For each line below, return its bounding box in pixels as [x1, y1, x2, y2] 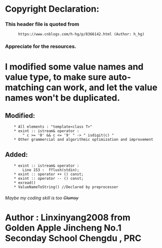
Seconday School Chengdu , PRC [5, 233, 142, 244]
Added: [5, 150, 28, 159]
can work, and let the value [46, 82, 158, 93]
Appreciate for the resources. [5, 43, 77, 50]
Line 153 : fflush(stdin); [22, 168, 79, 172]
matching [5, 82, 45, 93]
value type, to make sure [5, 72, 107, 82]
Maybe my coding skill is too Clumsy [5, 195, 79, 201]
